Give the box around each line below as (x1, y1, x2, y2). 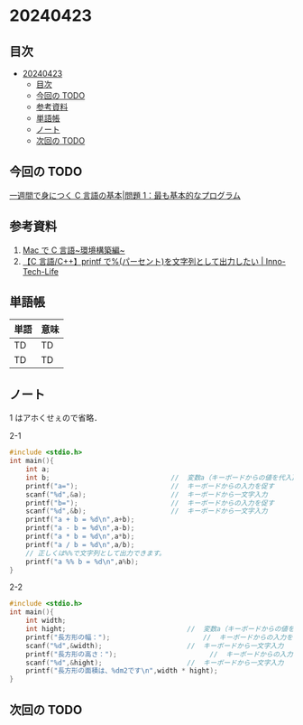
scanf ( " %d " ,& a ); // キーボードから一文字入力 (25, 489, 268, 499)
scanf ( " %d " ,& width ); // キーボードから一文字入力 (25, 641, 284, 650)
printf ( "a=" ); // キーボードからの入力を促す (25, 481, 275, 490)
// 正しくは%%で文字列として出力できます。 (25, 548, 166, 558)
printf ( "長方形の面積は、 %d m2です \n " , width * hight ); (25, 666, 218, 675)
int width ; (25, 616, 67, 626)
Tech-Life (22, 265, 59, 276)
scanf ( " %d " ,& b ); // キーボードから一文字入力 (25, 507, 268, 516)
